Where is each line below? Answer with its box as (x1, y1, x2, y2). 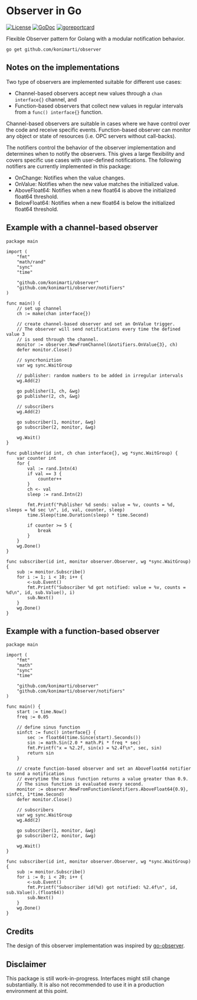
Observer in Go (6, 4, 82, 18)
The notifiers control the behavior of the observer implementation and (6, 143, 176, 151)
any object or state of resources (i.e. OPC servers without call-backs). (6, 132, 176, 139)
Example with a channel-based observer (6, 223, 158, 233)
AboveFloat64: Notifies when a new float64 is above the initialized (14, 187, 176, 194)
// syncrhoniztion (17, 357, 62, 363)
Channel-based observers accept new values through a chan (14, 90, 163, 97)
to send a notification (6, 771, 65, 777)
